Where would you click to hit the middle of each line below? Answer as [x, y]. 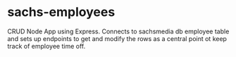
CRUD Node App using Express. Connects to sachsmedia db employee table [118, 31]
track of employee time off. [46, 46]
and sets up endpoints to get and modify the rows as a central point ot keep [117, 38]
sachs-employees [61, 12]
